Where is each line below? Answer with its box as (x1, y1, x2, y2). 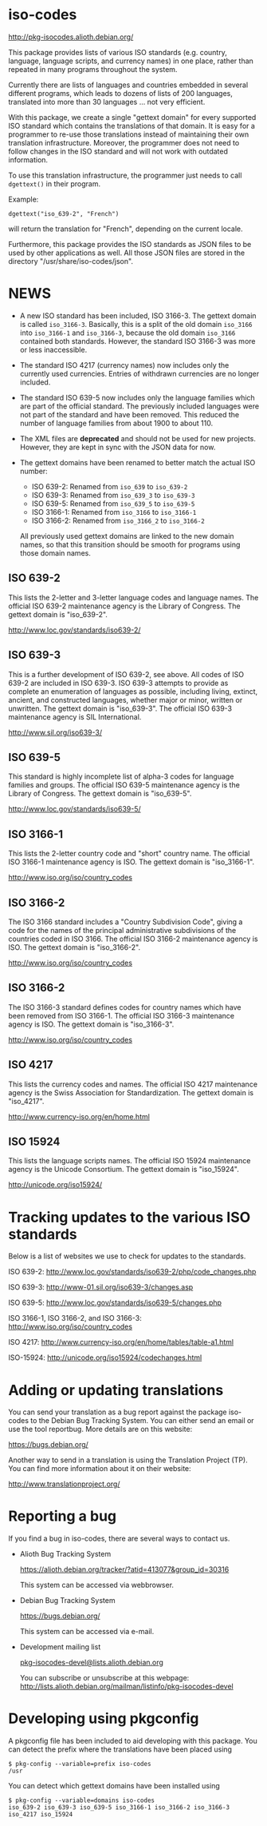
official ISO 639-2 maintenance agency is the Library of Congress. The (8, 601, 241, 611)
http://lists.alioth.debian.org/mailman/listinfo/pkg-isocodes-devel (19, 1681, 234, 1692)
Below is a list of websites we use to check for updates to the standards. (8, 1251, 246, 1261)
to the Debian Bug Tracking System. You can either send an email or (30, 1416, 254, 1425)
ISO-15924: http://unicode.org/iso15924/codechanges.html (8, 1353, 202, 1362)
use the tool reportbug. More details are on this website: (8, 1425, 193, 1434)
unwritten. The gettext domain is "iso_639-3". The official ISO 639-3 (8, 704, 233, 713)
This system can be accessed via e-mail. (19, 1627, 155, 1637)
